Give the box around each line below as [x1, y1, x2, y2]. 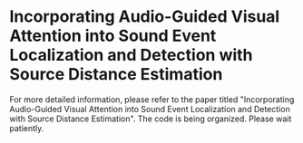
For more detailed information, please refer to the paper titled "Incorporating [9, 93, 295, 105]
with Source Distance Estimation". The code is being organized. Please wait [9, 113, 292, 124]
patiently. [9, 122, 44, 133]
